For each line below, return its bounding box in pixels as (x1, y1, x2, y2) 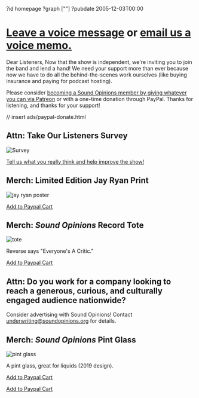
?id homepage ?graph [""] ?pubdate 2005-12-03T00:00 (6, 5, 143, 12)
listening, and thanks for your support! (6, 102, 100, 109)
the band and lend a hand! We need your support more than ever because (6, 65, 189, 72)
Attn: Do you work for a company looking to (6, 276, 172, 286)
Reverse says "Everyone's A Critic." (6, 247, 94, 255)
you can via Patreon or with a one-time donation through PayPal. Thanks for (6, 95, 193, 102)
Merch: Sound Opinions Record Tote (6, 220, 144, 230)
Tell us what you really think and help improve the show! (6, 158, 145, 165)
